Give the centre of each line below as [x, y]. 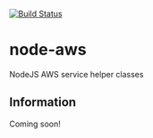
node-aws [48, 50]
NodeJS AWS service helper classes [76, 74]
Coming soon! [35, 124]
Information [43, 102]
